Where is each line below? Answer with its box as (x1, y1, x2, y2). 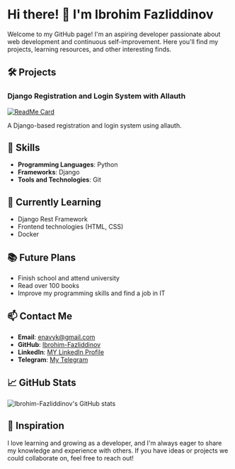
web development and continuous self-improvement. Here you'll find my (7, 37, 219, 45)
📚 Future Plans (7, 251, 76, 263)
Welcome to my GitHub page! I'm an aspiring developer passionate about (7, 30, 221, 38)
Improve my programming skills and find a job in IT (17, 289, 166, 297)
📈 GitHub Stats (7, 377, 76, 389)
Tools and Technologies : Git (17, 175, 101, 184)
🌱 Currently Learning (7, 196, 101, 208)
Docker (17, 230, 40, 238)
